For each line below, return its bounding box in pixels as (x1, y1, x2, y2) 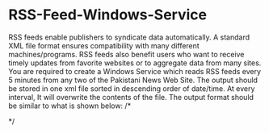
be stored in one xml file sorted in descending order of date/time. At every (8, 83, 255, 94)
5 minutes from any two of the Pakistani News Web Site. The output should (8, 75, 258, 85)
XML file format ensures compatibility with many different (8, 40, 200, 50)
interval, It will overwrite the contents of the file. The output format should (8, 92, 254, 102)
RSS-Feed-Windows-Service (8, 6, 208, 24)
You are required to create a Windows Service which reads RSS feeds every (8, 66, 261, 76)
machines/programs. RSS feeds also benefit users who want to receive (8, 49, 245, 59)
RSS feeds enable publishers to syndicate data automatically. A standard (8, 32, 250, 42)
